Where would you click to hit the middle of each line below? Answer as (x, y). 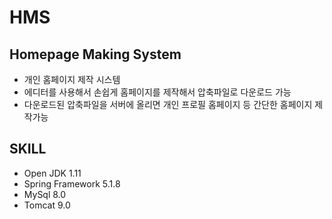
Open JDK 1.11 (52, 173)
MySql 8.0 (45, 194)
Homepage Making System (95, 54)
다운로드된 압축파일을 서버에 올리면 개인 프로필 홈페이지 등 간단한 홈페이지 (168, 104)
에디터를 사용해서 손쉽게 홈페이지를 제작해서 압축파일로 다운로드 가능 (157, 92)
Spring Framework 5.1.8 (72, 183)
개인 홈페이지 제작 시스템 (72, 79)
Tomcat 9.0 (47, 205)
